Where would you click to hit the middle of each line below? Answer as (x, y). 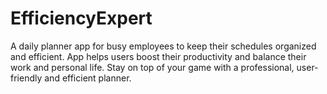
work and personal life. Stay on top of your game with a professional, (152, 67)
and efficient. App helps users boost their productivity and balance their (158, 56)
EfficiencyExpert (81, 18)
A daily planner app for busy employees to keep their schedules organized (163, 46)
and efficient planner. (88, 78)
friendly (26, 78)
